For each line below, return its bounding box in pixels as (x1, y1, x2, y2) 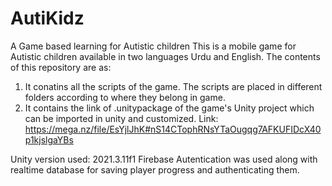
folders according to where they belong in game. (24, 91, 226, 103)
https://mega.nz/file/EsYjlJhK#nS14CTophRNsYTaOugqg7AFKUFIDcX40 (24, 123, 322, 135)
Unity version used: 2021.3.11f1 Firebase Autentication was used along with (10, 153, 318, 165)
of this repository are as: (10, 61, 112, 73)
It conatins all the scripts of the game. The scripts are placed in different (24, 80, 323, 92)
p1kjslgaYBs (24, 133, 74, 146)
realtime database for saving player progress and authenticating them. (10, 163, 300, 176)
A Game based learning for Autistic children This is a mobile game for (10, 40, 297, 52)
